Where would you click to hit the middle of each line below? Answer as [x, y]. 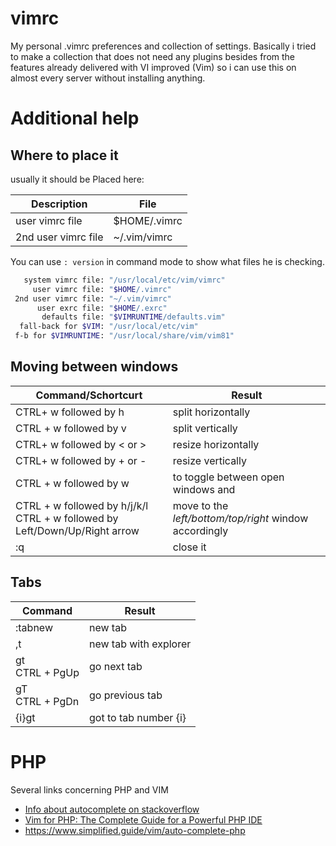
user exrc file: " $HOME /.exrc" [102, 308]
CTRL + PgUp [47, 672]
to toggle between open [228, 477]
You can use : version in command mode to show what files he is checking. [167, 261]
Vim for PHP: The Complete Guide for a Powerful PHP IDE [143, 819]
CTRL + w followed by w [72, 483]
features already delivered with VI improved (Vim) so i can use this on [153, 67]
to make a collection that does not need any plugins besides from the [153, 56]
